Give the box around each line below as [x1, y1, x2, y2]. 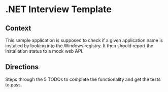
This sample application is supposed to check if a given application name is [5, 37, 163, 43]
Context [5, 24, 31, 33]
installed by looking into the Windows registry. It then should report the [5, 43, 154, 49]
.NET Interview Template [5, 4, 112, 15]
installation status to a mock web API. [5, 48, 84, 54]
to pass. [5, 81, 22, 87]
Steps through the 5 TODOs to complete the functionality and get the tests [5, 76, 161, 82]
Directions [5, 63, 39, 72]
